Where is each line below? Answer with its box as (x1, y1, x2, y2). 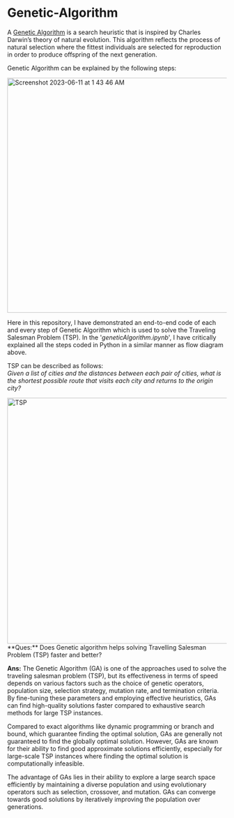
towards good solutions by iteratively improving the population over (7, 795, 201, 803)
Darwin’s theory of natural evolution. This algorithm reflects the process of (7, 35, 221, 43)
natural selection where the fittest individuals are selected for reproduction (7, 43, 221, 51)
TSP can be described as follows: (7, 361, 104, 370)
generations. (7, 802, 44, 811)
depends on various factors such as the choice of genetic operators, (7, 679, 204, 687)
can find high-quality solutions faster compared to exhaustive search (7, 701, 205, 710)
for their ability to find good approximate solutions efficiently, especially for (7, 744, 223, 752)
